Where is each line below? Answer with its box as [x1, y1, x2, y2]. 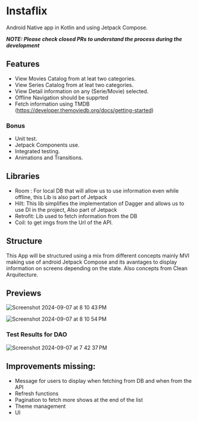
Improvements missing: [6, 361, 96, 372]
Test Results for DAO [6, 330, 67, 339]
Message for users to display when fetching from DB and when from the [14, 377, 192, 384]
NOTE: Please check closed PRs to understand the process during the [6, 35, 183, 42]
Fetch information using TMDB [14, 100, 90, 107]
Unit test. [14, 135, 37, 143]
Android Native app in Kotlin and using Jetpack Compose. [6, 24, 148, 31]
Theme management [14, 403, 66, 410]
